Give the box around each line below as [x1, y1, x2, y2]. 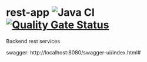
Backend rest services [6, 37, 61, 44]
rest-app [6, 6, 50, 19]
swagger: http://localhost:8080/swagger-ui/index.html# [6, 49, 141, 56]
